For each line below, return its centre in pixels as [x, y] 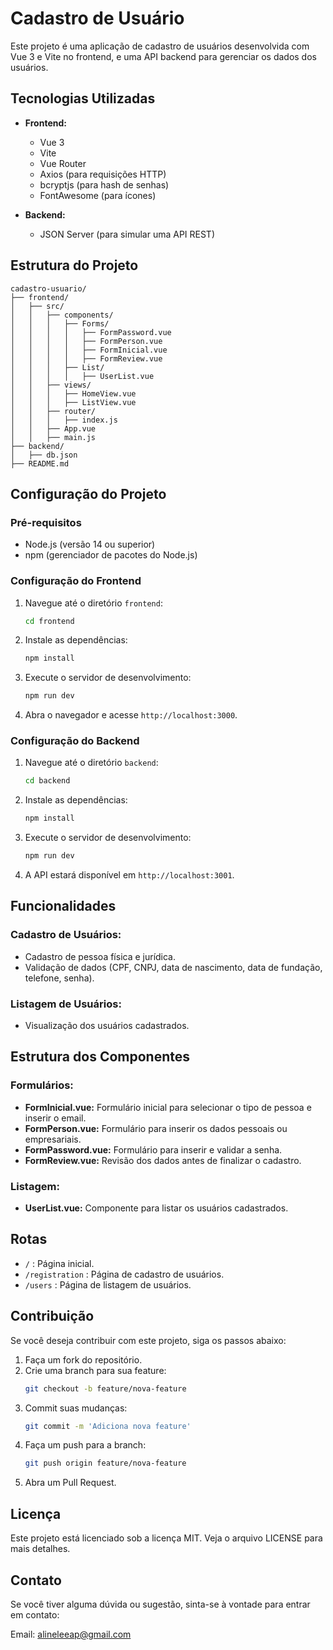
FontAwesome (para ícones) [98, 195]
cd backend [47, 781]
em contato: [35, 1614]
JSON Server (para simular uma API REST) [127, 234]
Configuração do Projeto [88, 493]
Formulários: [42, 1085]
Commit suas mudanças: [76, 1408]
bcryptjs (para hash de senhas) [104, 184]
